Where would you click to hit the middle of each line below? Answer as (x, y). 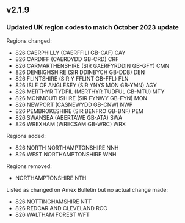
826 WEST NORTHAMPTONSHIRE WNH (66, 154)
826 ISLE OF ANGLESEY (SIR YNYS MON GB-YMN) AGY (86, 85)
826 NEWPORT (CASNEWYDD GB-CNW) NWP (74, 104)
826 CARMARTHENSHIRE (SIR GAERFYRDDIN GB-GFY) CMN (92, 65)
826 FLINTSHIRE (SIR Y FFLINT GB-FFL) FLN (72, 78)
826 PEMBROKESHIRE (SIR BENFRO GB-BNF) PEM (79, 111)
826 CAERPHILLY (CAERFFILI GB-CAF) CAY (70, 53)
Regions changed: (29, 41)
